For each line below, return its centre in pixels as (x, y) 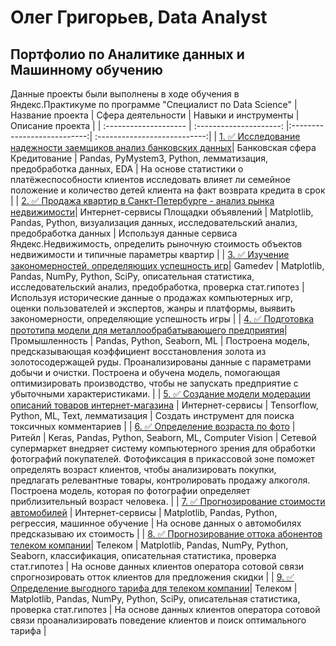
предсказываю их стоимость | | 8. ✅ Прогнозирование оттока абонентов (166, 534)
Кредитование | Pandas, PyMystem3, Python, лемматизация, (139, 158)
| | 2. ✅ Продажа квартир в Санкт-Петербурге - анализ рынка (142, 200)
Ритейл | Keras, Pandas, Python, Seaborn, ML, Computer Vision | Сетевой (163, 437)
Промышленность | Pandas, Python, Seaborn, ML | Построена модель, (160, 340)
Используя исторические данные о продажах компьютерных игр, (152, 297)
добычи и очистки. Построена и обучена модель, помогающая (145, 372)
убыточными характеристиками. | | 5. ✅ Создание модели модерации (160, 394)
